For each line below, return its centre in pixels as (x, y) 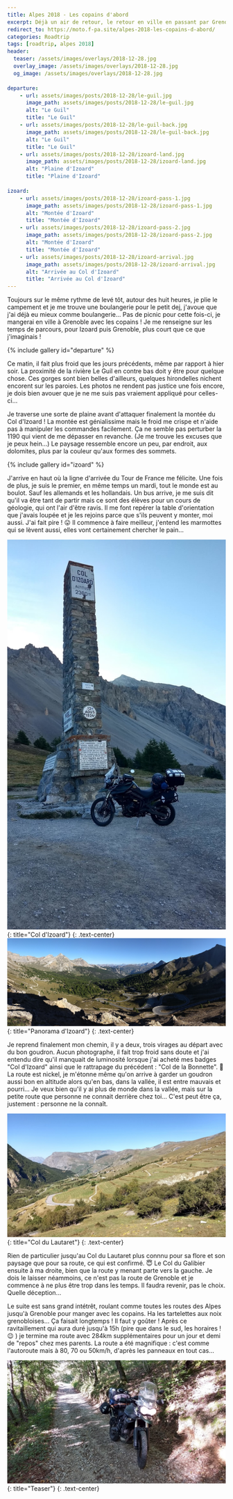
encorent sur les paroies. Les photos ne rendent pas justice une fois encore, (116, 386)
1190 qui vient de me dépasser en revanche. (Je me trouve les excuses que (115, 437)
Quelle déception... (34, 1292)
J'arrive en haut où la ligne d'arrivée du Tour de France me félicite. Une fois (115, 478)
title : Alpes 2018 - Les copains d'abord (68, 15)
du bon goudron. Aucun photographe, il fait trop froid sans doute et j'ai (108, 1052)
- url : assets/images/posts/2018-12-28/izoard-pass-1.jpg (105, 198)
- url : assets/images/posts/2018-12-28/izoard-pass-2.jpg (105, 228)
